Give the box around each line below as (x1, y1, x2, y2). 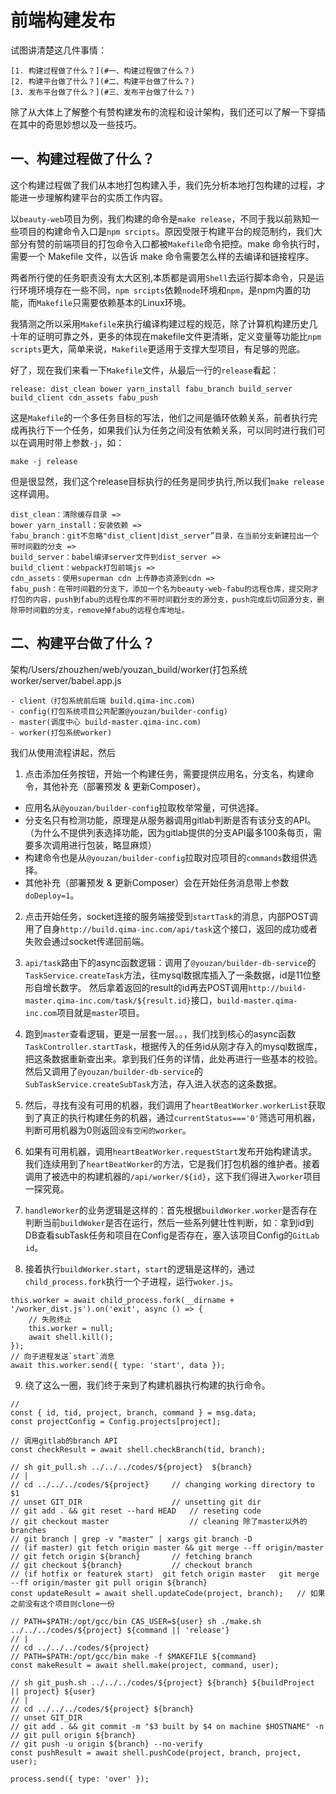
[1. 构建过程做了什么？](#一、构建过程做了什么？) (10, 66, 196, 76)
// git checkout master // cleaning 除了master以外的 (10, 1516, 308, 1526)
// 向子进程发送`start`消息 (10, 1351, 115, 1361)
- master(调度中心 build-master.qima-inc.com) (10, 717, 202, 727)
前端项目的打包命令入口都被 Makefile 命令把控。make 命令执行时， (53, 237, 325, 250)
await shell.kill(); (28, 1332, 114, 1342)
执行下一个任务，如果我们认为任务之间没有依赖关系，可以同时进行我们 (27, 424, 317, 436)
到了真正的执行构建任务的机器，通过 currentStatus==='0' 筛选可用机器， (24, 1111, 321, 1123)
